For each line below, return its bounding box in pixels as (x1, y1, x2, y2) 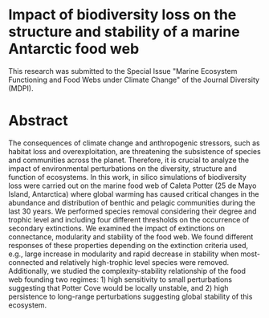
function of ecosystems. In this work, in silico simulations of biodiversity (8, 172, 247, 181)
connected (8, 257, 44, 267)
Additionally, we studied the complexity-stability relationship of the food (8, 266, 247, 275)
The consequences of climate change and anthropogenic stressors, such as (8, 138, 260, 148)
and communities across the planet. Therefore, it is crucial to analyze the (8, 155, 250, 165)
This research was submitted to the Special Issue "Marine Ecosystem (8, 66, 238, 75)
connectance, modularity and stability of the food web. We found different (8, 231, 254, 242)
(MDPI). (8, 83, 34, 93)
